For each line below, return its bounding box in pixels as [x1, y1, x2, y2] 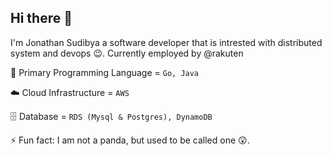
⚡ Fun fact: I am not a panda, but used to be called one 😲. [10, 134, 250, 146]
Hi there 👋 [10, 10, 73, 27]
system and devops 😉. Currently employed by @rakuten [10, 47, 244, 59]
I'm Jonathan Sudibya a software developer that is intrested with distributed [10, 36, 323, 48]
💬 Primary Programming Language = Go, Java [10, 66, 200, 78]
